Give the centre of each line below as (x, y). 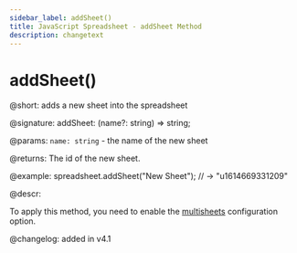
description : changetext (57, 35)
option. (23, 221)
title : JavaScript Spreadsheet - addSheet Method (106, 26)
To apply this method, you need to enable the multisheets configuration (144, 212)
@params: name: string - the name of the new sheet (109, 141)
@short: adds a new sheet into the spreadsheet (99, 105)
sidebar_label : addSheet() (61, 18)
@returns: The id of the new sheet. (75, 158)
